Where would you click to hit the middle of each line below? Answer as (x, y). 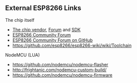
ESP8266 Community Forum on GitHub (53, 40)
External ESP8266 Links (43, 8)
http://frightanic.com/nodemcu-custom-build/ (59, 70)
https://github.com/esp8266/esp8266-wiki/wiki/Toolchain (72, 45)
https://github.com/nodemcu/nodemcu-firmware (62, 75)
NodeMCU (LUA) (22, 55)
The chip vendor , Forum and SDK (46, 30)
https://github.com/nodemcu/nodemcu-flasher (60, 64)
